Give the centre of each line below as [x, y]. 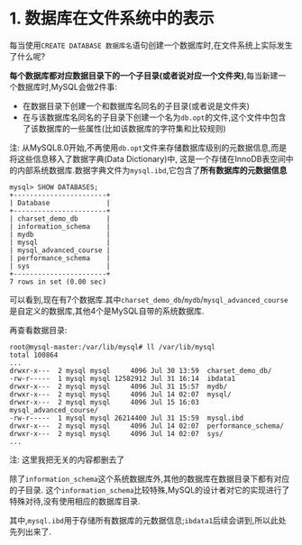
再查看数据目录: [38, 330]
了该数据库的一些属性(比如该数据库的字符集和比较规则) [124, 128]
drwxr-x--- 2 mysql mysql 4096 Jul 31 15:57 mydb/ [119, 386]
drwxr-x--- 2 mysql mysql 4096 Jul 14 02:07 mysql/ [120, 394]
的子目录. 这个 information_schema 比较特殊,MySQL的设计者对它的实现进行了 [150, 490]
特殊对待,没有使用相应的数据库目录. [75, 501]
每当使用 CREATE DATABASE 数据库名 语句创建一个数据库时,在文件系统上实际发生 [151, 45]
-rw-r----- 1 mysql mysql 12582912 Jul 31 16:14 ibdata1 [123, 378]
